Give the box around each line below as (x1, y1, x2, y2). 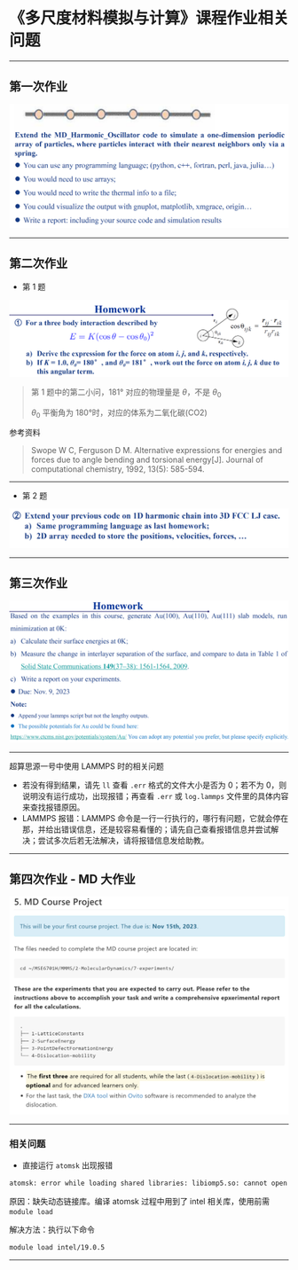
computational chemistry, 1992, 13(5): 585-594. (30, 464, 206, 474)
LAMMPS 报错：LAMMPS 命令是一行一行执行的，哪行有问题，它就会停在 (21, 812, 289, 823)
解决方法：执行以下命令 (9, 1224, 95, 1235)
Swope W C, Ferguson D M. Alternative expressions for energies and (30, 445, 283, 456)
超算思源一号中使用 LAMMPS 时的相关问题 (9, 760, 164, 772)
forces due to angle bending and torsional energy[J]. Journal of (30, 454, 264, 466)
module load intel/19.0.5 (9, 1243, 105, 1251)
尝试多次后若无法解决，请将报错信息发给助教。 (37, 835, 209, 845)
